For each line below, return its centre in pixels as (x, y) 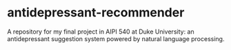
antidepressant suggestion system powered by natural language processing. (116, 38)
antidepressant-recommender (96, 13)
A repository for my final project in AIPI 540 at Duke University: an (101, 32)
